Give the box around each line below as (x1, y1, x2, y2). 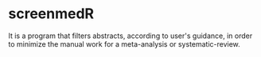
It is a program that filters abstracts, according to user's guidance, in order (8, 31, 253, 40)
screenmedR (8, 5, 94, 23)
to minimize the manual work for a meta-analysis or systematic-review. (8, 39, 240, 48)
